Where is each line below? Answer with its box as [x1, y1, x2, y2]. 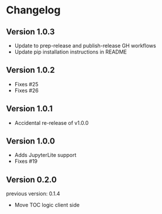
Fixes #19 [14, 158, 38, 165]
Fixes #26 [14, 87, 39, 94]
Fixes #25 [14, 80, 39, 87]
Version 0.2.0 [6, 174, 57, 184]
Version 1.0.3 [6, 27, 55, 37]
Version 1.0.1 [6, 104, 53, 114]
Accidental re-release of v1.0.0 [14, 119, 89, 126]
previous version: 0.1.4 [6, 190, 60, 197]
